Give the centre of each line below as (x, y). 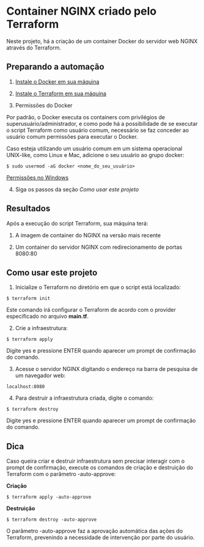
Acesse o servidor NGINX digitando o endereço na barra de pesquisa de (106, 369)
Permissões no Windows (38, 177)
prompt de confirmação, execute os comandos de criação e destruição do (100, 468)
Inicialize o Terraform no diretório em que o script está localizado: (98, 287)
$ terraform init (28, 299)
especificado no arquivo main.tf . (48, 317)
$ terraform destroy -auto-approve (52, 520)
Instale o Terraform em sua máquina (61, 94)
